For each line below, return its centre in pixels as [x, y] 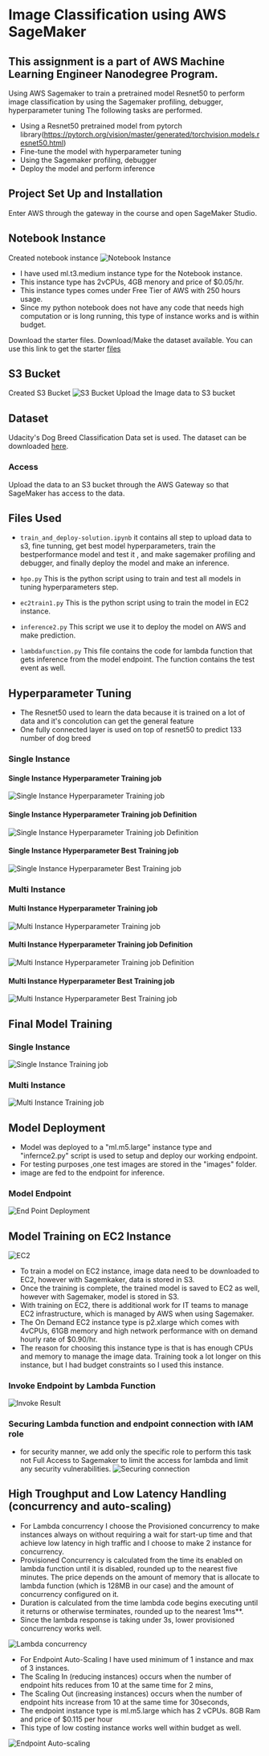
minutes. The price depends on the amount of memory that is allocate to [139, 1577]
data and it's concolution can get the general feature [107, 721]
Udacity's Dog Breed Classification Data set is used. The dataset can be [128, 438]
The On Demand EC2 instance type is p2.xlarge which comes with [129, 1322]
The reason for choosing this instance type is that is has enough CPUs [137, 1348]
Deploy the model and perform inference [87, 169]
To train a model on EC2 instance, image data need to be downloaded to [139, 1271]
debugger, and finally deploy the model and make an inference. [124, 563]
